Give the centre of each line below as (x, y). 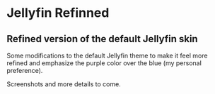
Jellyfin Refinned (58, 13)
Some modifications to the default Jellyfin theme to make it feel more (107, 55)
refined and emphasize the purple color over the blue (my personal (104, 63)
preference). (25, 70)
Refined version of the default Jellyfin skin (103, 39)
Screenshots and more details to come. (64, 84)
